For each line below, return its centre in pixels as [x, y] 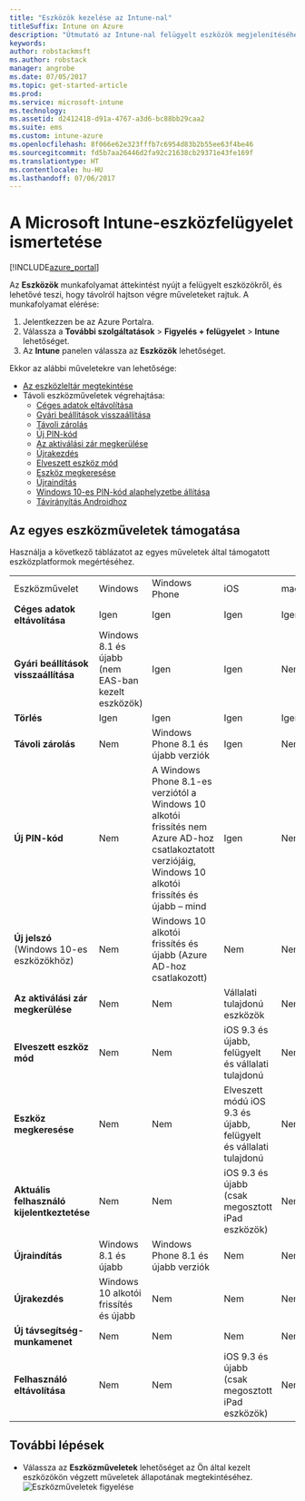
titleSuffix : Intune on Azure [67, 26]
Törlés [28, 718]
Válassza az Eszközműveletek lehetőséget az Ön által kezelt [137, 1467]
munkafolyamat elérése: [54, 304]
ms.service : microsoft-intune [67, 102]
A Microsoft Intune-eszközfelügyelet [151, 223]
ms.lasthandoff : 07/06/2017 [63, 178]
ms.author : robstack [49, 60]
